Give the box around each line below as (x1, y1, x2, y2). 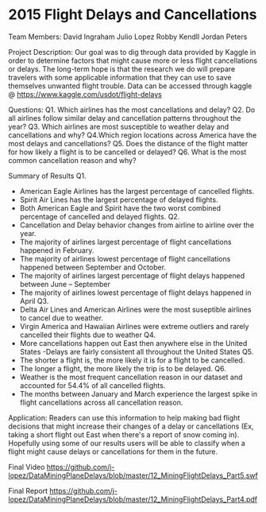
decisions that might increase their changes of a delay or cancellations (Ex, (8, 421, 254, 431)
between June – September (19, 279, 111, 289)
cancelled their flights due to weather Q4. (19, 330, 156, 339)
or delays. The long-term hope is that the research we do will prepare (8, 64, 236, 73)
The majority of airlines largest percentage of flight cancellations (19, 237, 232, 246)
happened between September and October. (19, 262, 167, 272)
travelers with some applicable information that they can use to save (8, 72, 232, 82)
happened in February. (19, 245, 94, 255)
